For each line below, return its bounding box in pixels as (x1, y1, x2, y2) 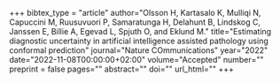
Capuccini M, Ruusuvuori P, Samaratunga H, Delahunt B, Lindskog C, (9, 17, 261, 27)
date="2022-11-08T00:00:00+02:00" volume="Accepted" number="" (9, 55, 264, 64)
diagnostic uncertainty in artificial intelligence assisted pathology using (9, 35, 268, 46)
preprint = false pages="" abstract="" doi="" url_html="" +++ (9, 64, 235, 74)
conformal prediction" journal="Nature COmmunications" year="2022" (9, 45, 268, 56)
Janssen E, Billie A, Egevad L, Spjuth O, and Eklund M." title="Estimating (9, 26, 272, 36)
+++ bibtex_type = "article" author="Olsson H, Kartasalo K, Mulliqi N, (9, 8, 261, 18)
